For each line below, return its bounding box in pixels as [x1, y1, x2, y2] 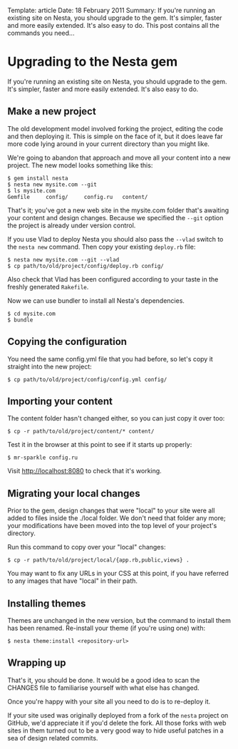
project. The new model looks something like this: [7, 160, 153, 170]
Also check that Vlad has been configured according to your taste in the [7, 274, 219, 284]
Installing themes [7, 597, 86, 609]
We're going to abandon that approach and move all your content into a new [7, 153, 231, 162]
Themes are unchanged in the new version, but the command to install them [7, 616, 232, 624]
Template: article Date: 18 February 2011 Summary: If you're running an [7, 6, 216, 14]
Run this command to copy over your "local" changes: [7, 543, 166, 552]
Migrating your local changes [7, 487, 140, 500]
